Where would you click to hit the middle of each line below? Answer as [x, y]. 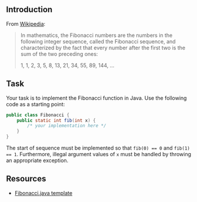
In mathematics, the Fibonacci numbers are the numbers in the [96, 35]
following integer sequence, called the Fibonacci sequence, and [98, 41]
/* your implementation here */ [67, 126]
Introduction [29, 10]
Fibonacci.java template [43, 193]
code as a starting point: [36, 104]
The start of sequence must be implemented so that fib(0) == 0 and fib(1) [98, 148]
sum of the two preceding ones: [59, 54]
